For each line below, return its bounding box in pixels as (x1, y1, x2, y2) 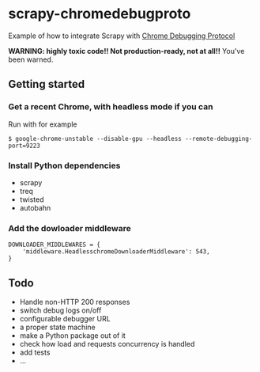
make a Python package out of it (19, 331, 126, 340)
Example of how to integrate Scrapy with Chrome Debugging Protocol (8, 31, 236, 40)
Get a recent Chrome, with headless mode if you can (8, 101, 213, 112)
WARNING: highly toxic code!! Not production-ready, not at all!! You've (8, 46, 245, 55)
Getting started (8, 78, 85, 91)
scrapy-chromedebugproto (8, 5, 191, 23)
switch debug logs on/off (19, 306, 102, 315)
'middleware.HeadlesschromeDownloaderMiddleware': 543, (22, 248, 211, 256)
